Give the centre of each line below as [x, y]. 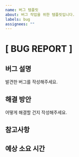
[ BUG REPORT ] [39, 49]
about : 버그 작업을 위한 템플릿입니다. [40, 15]
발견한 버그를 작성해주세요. [31, 82]
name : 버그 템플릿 [22, 10]
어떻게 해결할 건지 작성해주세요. [36, 113]
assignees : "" [20, 24]
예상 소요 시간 [25, 149]
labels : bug [18, 19]
